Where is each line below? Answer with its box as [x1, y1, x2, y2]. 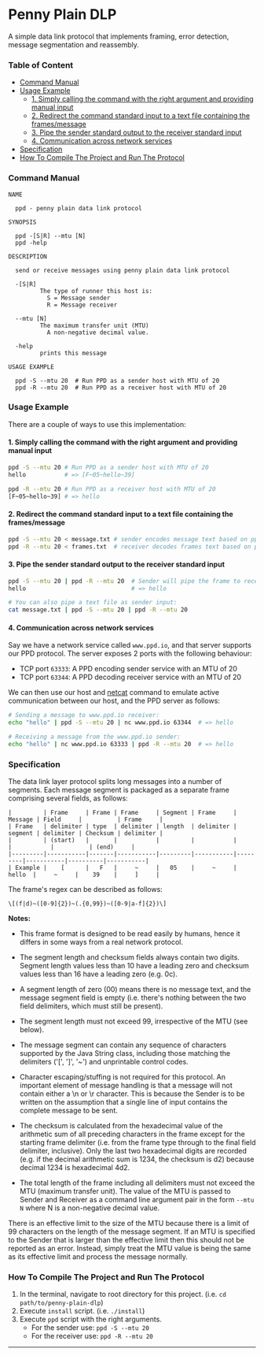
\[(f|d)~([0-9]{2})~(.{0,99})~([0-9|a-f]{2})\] [8, 900, 167, 908]
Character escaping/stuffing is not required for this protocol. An [19, 1072, 226, 1082]
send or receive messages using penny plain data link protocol [15, 266, 230, 274]
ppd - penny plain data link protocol [15, 204, 143, 212]
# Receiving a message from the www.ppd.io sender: [8, 733, 181, 741]
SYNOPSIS [8, 218, 37, 226]
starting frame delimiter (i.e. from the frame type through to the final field [19, 1138, 256, 1147]
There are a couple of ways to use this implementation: [8, 419, 186, 429]
